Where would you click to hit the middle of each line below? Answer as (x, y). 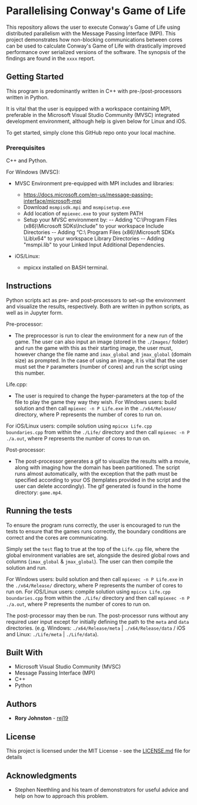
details (14, 757)
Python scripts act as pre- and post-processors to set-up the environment (96, 300)
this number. (30, 373)
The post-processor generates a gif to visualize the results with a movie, (102, 461)
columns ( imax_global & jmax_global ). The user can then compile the (90, 561)
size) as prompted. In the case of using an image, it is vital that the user (101, 360)
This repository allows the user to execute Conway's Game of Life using (93, 27)
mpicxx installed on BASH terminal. (66, 268)
